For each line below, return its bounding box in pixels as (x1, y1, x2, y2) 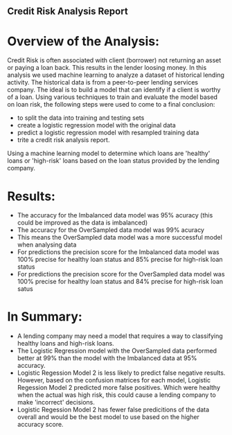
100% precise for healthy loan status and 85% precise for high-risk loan (17, 256, 223, 264)
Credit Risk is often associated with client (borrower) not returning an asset (7, 56, 222, 64)
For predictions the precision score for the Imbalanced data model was (17, 248, 220, 256)
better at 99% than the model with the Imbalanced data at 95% (17, 354, 197, 362)
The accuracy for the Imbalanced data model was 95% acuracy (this (17, 211, 213, 220)
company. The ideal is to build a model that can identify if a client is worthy (7, 86, 221, 94)
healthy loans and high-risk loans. (17, 339, 114, 348)
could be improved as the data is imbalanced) (17, 218, 148, 227)
